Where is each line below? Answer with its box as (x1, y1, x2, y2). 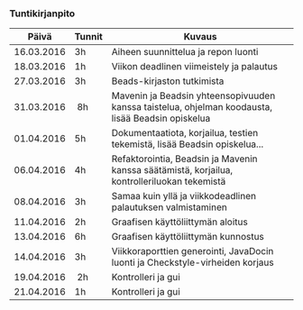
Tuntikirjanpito (9, 7, 76, 20)
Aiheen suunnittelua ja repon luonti (111, 46, 259, 59)
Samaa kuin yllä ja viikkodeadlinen (111, 190, 257, 203)
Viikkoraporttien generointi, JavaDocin (111, 245, 274, 258)
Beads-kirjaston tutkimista (111, 75, 225, 87)
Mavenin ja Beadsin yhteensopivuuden (111, 89, 276, 102)
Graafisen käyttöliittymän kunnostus (111, 231, 264, 243)
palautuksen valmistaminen (111, 201, 227, 214)
